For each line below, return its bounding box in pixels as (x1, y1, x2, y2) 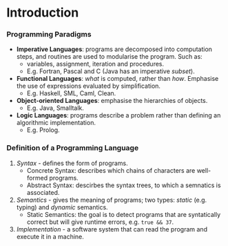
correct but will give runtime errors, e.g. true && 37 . (26, 218, 174, 226)
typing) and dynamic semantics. (16, 202, 108, 211)
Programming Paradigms (6, 30, 92, 39)
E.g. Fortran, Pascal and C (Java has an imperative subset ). (26, 67, 195, 75)
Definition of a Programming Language (6, 143, 139, 153)
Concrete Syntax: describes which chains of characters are (26, 166, 196, 174)
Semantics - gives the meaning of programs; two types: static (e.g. (16, 196, 207, 204)
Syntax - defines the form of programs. (16, 159, 128, 167)
